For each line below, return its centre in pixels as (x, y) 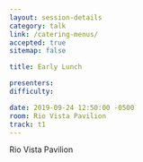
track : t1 (28, 124)
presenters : (31, 83)
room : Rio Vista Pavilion (58, 116)
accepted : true (38, 43)
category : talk (38, 26)
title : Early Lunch (46, 67)
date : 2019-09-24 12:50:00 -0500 (72, 107)
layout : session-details (56, 17)
